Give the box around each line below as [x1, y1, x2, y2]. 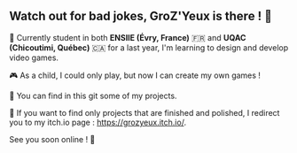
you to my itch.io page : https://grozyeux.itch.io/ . [9, 117, 187, 127]
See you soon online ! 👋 [9, 134, 96, 144]
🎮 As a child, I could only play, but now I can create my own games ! [9, 70, 262, 80]
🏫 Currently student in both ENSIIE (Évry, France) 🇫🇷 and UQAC [9, 32, 246, 42]
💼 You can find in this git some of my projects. [9, 90, 177, 101]
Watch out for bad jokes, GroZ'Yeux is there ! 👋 [9, 9, 272, 24]
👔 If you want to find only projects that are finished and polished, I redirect [9, 107, 280, 118]
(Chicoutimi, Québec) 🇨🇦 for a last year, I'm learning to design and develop [9, 42, 289, 53]
